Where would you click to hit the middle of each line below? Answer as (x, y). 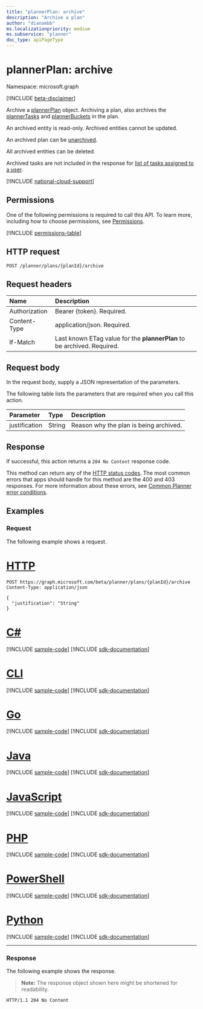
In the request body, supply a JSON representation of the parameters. (93, 382)
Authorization (28, 312)
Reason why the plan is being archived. (127, 425)
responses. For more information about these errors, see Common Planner (99, 486)
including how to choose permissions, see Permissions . (76, 221)
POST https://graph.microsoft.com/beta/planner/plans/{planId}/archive (98, 582)
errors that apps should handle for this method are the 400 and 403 (91, 479)
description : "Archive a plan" (46, 18)
